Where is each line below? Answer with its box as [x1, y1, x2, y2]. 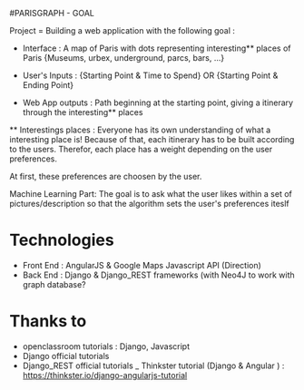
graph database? [22, 278, 86, 289]
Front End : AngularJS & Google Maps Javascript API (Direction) [22, 259, 261, 270]
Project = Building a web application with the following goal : [9, 25, 236, 35]
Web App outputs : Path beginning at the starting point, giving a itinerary [22, 97, 293, 108]
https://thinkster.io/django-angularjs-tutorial [22, 369, 188, 380]
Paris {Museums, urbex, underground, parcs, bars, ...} [22, 53, 225, 63]
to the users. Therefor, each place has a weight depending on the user [9, 144, 273, 154]
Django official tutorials [22, 350, 110, 361]
